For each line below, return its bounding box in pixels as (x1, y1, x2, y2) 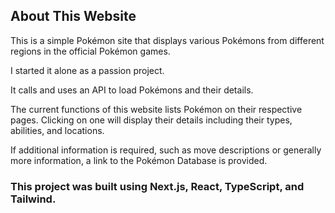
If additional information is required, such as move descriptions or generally (10, 144, 322, 156)
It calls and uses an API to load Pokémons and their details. (10, 84, 254, 96)
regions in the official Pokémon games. (10, 45, 171, 57)
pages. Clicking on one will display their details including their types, (10, 114, 293, 126)
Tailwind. (10, 192, 57, 206)
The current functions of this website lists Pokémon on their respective (10, 103, 303, 115)
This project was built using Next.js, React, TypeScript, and (10, 179, 305, 193)
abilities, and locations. (10, 124, 105, 136)
